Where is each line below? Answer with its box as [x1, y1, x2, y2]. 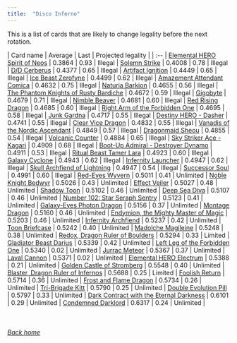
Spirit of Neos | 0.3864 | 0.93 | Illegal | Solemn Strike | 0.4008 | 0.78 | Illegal [7, 58, 228, 67]
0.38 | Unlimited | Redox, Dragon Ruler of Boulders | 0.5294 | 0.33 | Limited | [7, 231, 230, 239]
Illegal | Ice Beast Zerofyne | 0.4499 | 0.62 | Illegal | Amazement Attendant [7, 73, 224, 82]
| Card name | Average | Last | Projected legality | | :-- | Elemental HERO [7, 51, 217, 59]
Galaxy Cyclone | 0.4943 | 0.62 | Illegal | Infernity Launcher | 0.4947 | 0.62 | [7, 156, 229, 164]
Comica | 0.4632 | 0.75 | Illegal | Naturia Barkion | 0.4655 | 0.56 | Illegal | [7, 80, 219, 89]
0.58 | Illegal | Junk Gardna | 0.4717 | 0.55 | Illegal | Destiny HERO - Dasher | [7, 111, 228, 119]
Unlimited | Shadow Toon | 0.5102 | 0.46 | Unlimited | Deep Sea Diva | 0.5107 [7, 186, 230, 194]
